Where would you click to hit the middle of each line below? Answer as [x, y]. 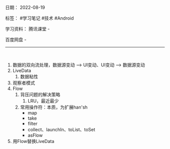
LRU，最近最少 [43, 101]
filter [33, 123]
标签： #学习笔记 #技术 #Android [40, 18]
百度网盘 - [16, 40]
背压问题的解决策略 [40, 94]
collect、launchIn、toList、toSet [61, 130]
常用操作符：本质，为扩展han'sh [54, 107]
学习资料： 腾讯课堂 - [28, 29]
